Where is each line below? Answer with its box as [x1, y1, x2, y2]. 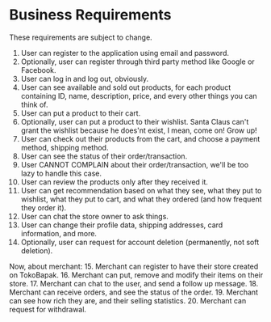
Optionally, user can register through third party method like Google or [20, 57, 255, 66]
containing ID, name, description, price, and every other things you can [20, 91, 257, 100]
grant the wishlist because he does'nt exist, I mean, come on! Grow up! [20, 125, 257, 135]
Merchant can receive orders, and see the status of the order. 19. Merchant [9, 287, 259, 297]
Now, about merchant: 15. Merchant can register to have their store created [9, 261, 259, 271]
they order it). [20, 202, 67, 212]
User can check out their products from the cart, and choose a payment [20, 133, 261, 143]
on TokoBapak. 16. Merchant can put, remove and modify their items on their [9, 269, 264, 280]
